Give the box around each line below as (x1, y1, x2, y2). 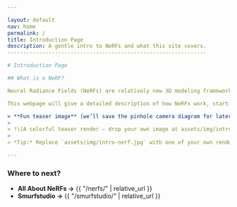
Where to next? (7, 168, 61, 178)
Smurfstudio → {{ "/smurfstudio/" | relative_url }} (17, 192, 161, 201)
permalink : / (7, 30, 46, 37)
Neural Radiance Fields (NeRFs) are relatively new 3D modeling (7, 87, 200, 94)
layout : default (7, 16, 55, 23)
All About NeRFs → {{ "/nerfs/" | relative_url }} (17, 184, 153, 193)
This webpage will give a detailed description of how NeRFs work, (7, 100, 210, 107)
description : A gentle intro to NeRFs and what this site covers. (7, 43, 207, 50)
